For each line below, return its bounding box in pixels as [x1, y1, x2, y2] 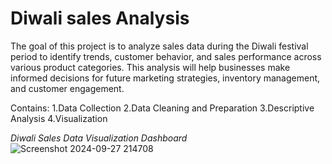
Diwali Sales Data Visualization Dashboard [10, 132, 188, 144]
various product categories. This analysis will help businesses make [10, 61, 291, 73]
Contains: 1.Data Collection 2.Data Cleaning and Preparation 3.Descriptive [10, 102, 315, 114]
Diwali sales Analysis [10, 7, 190, 30]
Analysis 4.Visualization [10, 112, 108, 124]
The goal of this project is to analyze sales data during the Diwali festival [10, 40, 309, 52]
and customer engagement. [10, 82, 125, 94]
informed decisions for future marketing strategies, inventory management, [10, 72, 321, 84]
